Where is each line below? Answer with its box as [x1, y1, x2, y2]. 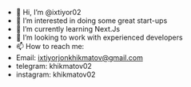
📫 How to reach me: [15, 42, 85, 51]
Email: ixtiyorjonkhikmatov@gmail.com [15, 53, 144, 62]
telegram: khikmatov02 [15, 62, 92, 70]
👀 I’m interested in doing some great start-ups [15, 16, 168, 25]
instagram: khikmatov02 [15, 70, 96, 79]
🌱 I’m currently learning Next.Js [15, 25, 121, 33]
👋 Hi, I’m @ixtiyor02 [15, 8, 82, 17]
